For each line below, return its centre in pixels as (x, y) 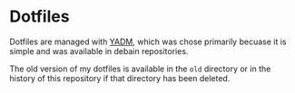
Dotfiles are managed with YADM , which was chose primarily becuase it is (148, 42)
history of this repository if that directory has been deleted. (120, 78)
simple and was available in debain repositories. (99, 51)
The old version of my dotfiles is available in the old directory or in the (140, 69)
